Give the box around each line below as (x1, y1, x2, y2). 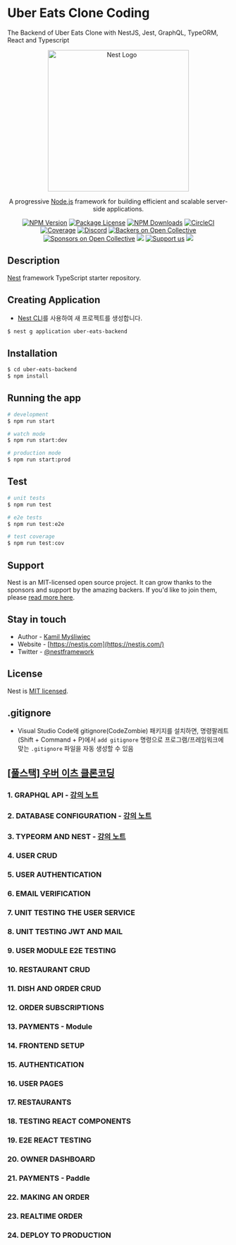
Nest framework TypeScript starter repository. (7, 274, 142, 282)
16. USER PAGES (7, 1078, 63, 1088)
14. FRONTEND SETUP (7, 1041, 85, 1051)
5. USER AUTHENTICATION (7, 870, 102, 879)
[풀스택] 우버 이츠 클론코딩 (7, 767, 115, 779)
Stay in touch (7, 614, 67, 626)
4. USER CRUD (7, 851, 58, 860)
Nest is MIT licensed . (7, 686, 69, 695)
